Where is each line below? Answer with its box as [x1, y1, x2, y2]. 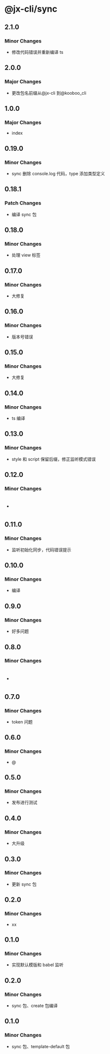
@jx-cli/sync [4, 3, 58, 15]
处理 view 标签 [11, 252, 41, 258]
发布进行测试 [11, 800, 37, 806]
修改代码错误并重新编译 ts [11, 49, 63, 55]
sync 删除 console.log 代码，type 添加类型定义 [11, 170, 105, 176]
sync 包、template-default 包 [11, 1043, 70, 1049]
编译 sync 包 [11, 211, 37, 217]
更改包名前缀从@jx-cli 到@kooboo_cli [11, 90, 87, 96]
